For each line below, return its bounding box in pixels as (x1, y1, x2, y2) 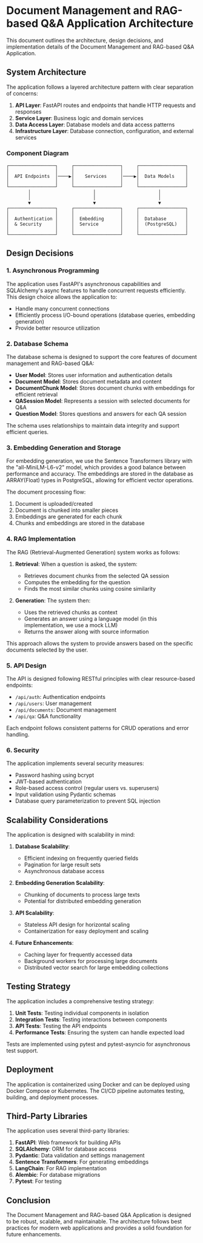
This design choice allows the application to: (6, 293, 118, 301)
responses (15, 107, 42, 115)
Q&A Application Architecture (40, 16, 194, 30)
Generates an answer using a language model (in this (24, 615, 158, 622)
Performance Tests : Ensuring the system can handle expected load (15, 1029, 185, 1036)
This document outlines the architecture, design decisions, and (6, 36, 164, 44)
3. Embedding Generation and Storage (6, 443, 121, 452)
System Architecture (6, 67, 87, 78)
